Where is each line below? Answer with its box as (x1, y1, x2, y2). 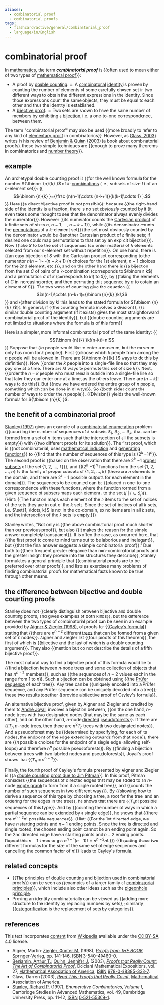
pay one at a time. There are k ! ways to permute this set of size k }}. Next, (5, 365, 152, 371)
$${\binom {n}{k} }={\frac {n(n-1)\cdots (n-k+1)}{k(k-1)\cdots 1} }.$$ (13, 193, 151, 199)
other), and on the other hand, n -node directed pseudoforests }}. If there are (5, 717, 158, 722)
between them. (12, 118, 43, 123)
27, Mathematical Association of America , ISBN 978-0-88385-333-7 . (12, 968, 150, 974)
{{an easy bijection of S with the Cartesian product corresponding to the (5, 252, 150, 259)
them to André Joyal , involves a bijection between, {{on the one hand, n (5, 706, 149, 712)
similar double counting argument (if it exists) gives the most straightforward (5, 309, 159, 315)
